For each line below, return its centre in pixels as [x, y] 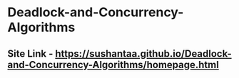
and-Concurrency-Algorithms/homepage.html [113, 65]
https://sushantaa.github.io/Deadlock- [143, 54]
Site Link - [30, 54]
